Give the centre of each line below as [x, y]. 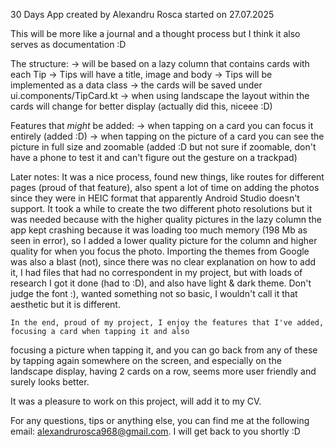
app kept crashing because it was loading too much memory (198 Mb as [159, 230]
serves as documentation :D [68, 44]
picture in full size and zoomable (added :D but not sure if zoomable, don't [163, 147]
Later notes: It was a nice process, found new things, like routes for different [167, 177]
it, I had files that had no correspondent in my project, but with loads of [156, 272]
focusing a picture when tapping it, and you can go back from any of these [164, 350]
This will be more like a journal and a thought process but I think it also [155, 33]
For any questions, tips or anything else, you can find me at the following [160, 420]
